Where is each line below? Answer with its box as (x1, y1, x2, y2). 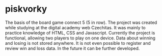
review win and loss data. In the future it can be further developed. (5, 45, 140, 51)
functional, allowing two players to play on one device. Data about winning (5, 35, 156, 41)
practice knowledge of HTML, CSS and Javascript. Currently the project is (5, 30, 156, 36)
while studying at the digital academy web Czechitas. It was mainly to (5, 24, 146, 30)
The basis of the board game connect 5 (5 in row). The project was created (5, 19, 157, 25)
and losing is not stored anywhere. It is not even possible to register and (5, 40, 151, 46)
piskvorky (5, 3, 47, 15)
